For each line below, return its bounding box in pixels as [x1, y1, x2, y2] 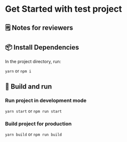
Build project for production [5, 120, 72, 127]
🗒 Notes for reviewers [5, 24, 73, 32]
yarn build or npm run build [5, 131, 62, 138]
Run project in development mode [5, 97, 87, 104]
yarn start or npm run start [5, 108, 62, 114]
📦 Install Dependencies [5, 43, 79, 51]
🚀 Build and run [5, 82, 52, 91]
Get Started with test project [5, 3, 122, 15]
